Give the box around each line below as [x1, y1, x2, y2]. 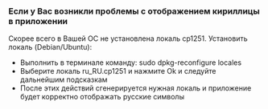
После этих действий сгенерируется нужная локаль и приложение [19, 83, 252, 93]
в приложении [8, 15, 68, 26]
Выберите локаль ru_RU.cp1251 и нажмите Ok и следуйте [19, 67, 216, 76]
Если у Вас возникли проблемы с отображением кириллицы [8, 6, 260, 17]
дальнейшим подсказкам [19, 75, 108, 85]
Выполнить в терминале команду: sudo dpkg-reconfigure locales [19, 58, 242, 67]
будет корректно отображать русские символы [19, 92, 185, 102]
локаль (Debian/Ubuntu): [8, 42, 93, 52]
